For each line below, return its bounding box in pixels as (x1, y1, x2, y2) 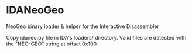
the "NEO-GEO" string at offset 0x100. (6, 40, 98, 47)
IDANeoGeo (6, 3, 64, 17)
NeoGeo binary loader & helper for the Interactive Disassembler (6, 23, 159, 30)
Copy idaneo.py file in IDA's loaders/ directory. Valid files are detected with (6, 34, 187, 41)
